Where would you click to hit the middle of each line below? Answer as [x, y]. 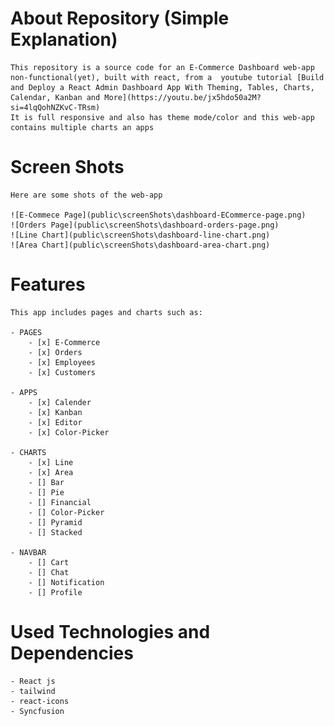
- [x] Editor [55, 422]
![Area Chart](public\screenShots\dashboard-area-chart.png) [140, 245]
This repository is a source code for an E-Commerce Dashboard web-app [162, 67]
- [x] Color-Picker [69, 432]
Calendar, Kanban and [55, 97]
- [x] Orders [55, 352]
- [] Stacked [55, 532]
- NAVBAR [28, 552]
